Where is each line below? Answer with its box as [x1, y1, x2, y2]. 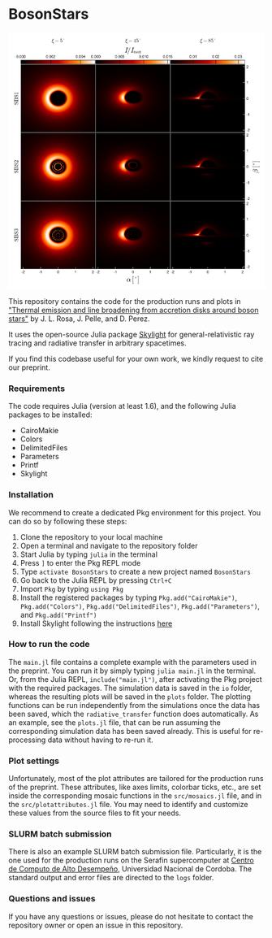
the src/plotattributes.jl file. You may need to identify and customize [8, 800, 248, 810]
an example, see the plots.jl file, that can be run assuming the [8, 717, 221, 727]
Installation [8, 489, 54, 501]
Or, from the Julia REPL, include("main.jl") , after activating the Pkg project [8, 674, 262, 684]
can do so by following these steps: [8, 516, 127, 526]
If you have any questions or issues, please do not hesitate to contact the [8, 911, 253, 921]
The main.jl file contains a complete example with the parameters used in [8, 657, 257, 667]
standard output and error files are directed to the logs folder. [8, 873, 214, 883]
